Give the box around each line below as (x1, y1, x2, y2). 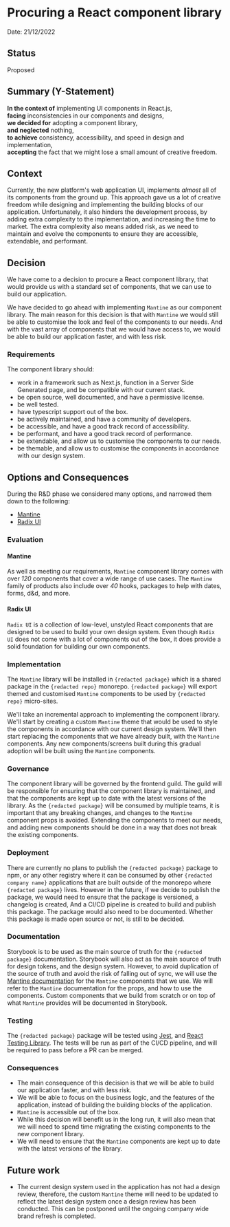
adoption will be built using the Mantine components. (7, 746, 156, 754)
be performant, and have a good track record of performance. (16, 430, 193, 438)
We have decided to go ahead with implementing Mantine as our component (7, 303, 222, 312)
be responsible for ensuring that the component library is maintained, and (7, 787, 216, 795)
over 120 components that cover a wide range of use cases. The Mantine (7, 574, 213, 583)
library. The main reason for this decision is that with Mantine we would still (7, 311, 218, 319)
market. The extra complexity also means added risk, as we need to (7, 222, 199, 231)
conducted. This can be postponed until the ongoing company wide (16, 1205, 209, 1213)
